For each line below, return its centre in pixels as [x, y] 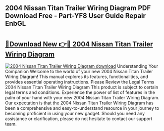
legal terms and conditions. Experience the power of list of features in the [80, 92]
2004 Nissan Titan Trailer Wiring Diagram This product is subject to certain [82, 87]
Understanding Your [138, 66]
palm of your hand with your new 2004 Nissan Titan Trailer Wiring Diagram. [82, 98]
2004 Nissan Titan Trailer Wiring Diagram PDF [78, 8]
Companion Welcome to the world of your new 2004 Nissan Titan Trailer [79, 71]
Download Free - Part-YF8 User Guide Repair [76, 16]
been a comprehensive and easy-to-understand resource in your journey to [82, 108]
